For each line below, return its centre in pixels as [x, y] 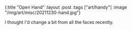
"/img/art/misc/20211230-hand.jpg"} [43, 12]
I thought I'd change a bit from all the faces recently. [59, 22]
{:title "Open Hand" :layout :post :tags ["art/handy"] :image [66, 7]
